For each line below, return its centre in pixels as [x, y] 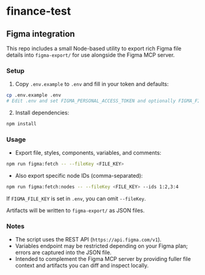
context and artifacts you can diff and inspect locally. [82, 266]
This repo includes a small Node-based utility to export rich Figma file [94, 48]
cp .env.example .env [34, 95]
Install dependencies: [42, 113]
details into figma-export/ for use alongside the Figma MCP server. [91, 55]
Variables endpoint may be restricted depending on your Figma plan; [101, 246]
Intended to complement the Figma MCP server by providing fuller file [103, 259]
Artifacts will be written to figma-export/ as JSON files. [76, 210]
